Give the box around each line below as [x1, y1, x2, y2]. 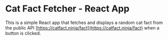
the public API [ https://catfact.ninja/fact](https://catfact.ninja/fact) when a [5, 24, 160, 30]
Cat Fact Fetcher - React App [5, 3, 129, 14]
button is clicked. [5, 30, 42, 36]
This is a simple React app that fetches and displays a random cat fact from [5, 19, 163, 25]
